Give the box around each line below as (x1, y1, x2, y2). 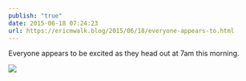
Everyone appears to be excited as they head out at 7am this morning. (8, 49, 240, 59)
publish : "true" (8, 11, 63, 20)
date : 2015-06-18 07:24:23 (8, 19, 99, 27)
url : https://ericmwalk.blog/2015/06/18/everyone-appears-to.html (8, 26, 235, 34)
